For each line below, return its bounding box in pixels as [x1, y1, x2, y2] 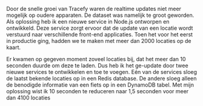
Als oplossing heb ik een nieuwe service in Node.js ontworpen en [6, 18, 170, 25]
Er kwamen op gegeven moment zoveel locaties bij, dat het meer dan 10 [6, 56, 186, 62]
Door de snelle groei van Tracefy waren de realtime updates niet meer [6, 5, 182, 12]
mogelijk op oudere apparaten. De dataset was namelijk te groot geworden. [6, 12, 195, 19]
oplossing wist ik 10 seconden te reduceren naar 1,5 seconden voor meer [6, 88, 189, 94]
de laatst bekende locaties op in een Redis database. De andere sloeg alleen [6, 75, 197, 82]
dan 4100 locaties [6, 94, 51, 101]
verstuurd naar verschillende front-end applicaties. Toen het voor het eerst [6, 31, 193, 38]
